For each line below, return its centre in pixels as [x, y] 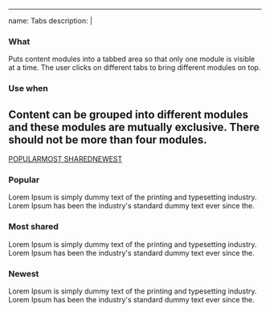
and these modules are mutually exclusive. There [134, 127]
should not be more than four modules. [108, 140]
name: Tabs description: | [51, 21]
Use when [28, 88]
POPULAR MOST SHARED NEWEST [65, 159]
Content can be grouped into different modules [129, 115]
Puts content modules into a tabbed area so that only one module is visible [132, 59]
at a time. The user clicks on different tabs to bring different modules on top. [135, 68]
